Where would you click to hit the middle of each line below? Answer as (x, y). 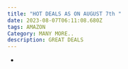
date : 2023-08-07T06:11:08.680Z (55, 20)
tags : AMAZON (27, 27)
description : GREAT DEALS (45, 40)
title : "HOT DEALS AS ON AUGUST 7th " (64, 14)
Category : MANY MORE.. (41, 33)
